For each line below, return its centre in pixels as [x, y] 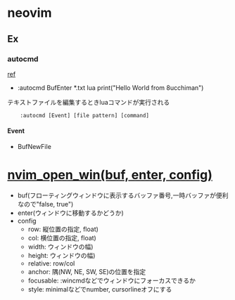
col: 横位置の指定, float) [62, 238]
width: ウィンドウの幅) [61, 247]
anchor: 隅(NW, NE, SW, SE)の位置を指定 [87, 272]
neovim [30, 13]
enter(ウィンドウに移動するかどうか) [71, 213]
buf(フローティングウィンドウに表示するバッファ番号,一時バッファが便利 [123, 195]
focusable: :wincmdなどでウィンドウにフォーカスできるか [112, 281]
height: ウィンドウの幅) [62, 256]
